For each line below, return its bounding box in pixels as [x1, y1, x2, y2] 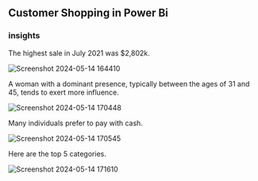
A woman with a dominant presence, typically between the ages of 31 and [8, 79, 250, 88]
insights [8, 30, 40, 41]
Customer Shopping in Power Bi [8, 6, 169, 20]
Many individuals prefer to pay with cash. [8, 118, 143, 128]
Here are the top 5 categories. [8, 148, 107, 158]
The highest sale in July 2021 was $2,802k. [8, 48, 151, 58]
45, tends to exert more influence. [8, 87, 119, 97]
